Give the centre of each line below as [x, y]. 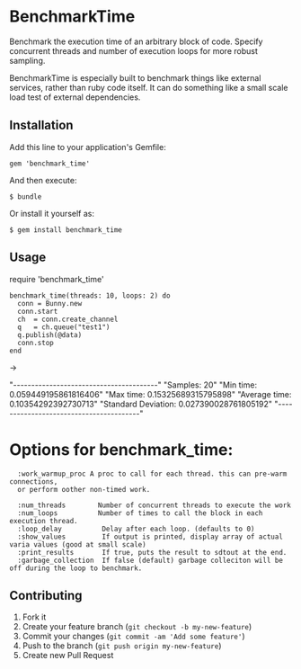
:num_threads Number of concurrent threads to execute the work [155, 505]
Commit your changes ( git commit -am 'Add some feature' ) [133, 637]
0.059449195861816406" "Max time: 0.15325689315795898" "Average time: [150, 394]
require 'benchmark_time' [57, 279]
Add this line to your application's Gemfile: [88, 147]
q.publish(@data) [50, 334]
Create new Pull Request [68, 656]
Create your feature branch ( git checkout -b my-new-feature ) [137, 627]
